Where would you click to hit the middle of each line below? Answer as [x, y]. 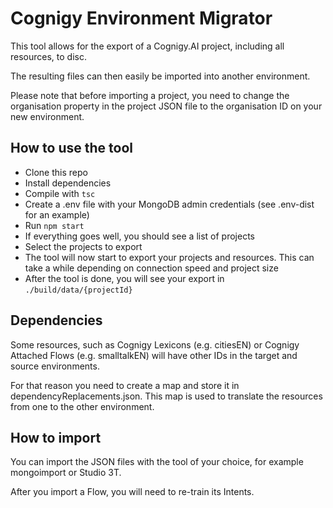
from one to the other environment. [82, 406]
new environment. [47, 116]
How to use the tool [71, 148]
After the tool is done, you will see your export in [124, 278]
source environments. [55, 366]
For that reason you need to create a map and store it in [125, 385]
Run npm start [54, 225]
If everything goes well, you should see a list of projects [140, 236]
